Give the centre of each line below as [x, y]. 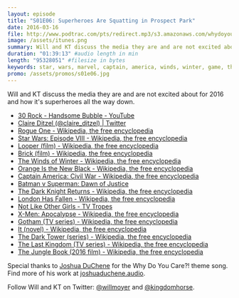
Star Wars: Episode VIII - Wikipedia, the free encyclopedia [102, 138]
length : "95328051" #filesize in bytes [67, 61]
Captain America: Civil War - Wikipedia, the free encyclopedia [108, 176]
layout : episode [31, 14]
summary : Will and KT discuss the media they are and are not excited [114, 47]
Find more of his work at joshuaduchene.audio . [76, 273]
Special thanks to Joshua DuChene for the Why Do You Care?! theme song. [118, 265]
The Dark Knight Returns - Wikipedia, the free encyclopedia [105, 191]
